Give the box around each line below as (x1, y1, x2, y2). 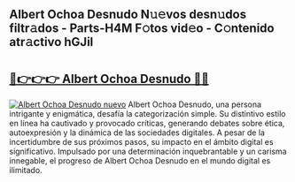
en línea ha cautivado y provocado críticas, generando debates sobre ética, (9, 118, 285, 128)
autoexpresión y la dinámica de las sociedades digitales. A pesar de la (9, 127, 266, 138)
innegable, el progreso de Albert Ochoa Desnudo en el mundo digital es (9, 155, 271, 166)
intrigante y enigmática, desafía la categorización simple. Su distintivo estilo (9, 109, 286, 118)
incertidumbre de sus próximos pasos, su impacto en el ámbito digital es (9, 137, 274, 147)
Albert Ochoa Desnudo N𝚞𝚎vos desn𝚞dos (9, 7, 246, 22)
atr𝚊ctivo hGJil (9, 34, 94, 49)
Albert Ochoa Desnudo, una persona (128, 99, 262, 110)
